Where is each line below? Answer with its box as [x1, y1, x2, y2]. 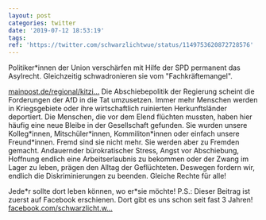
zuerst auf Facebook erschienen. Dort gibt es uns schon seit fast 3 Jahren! [8, 195, 253, 205]
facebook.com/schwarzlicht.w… [8, 203, 113, 213]
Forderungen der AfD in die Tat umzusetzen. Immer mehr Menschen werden [8, 95, 258, 105]
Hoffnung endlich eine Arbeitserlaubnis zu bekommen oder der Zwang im [8, 154, 249, 164]
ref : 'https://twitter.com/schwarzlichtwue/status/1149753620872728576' [8, 41, 254, 49]
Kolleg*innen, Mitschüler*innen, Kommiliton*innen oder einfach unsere [8, 129, 240, 139]
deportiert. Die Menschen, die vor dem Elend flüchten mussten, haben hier [8, 112, 253, 122]
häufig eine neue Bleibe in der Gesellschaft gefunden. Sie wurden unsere [8, 121, 248, 130]
